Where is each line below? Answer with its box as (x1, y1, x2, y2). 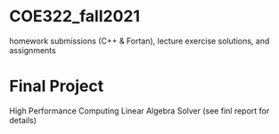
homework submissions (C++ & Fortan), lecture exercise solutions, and (9, 35, 270, 46)
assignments (9, 44, 56, 55)
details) (9, 114, 37, 125)
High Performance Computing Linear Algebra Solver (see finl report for (9, 105, 270, 116)
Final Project (9, 76, 104, 97)
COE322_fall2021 (9, 6, 141, 27)
